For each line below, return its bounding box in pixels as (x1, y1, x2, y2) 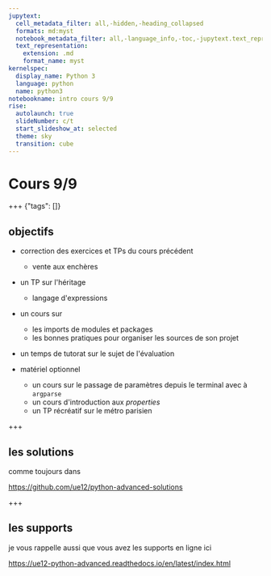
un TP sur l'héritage (19, 277, 86, 287)
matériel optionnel (19, 365, 81, 375)
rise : (8, 102, 27, 110)
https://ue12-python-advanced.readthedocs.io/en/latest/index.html (8, 558, 231, 568)
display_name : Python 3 (15, 72, 95, 80)
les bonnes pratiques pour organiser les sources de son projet (31, 333, 240, 343)
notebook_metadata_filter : (15, 34, 106, 43)
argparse (31, 390, 62, 399)
